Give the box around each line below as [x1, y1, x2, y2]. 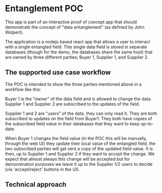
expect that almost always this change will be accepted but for [5, 156, 130, 162]
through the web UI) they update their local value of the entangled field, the [5, 140, 156, 146]
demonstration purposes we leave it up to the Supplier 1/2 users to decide [5, 161, 153, 167]
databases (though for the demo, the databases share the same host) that [5, 49, 153, 55]
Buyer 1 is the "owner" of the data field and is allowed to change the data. [5, 96, 152, 102]
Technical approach [5, 180, 66, 189]
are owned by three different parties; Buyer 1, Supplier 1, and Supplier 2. [5, 54, 149, 60]
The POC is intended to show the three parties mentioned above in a [5, 81, 142, 87]
